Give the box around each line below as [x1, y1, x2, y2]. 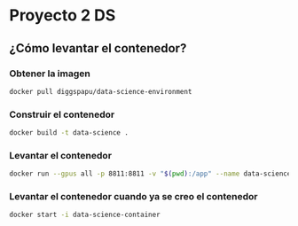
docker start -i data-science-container [9, 210, 161, 220]
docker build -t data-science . [9, 129, 129, 137]
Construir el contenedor [9, 108, 115, 121]
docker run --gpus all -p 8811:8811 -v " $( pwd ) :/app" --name [9, 169, 240, 178]
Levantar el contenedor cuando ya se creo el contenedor [9, 191, 258, 203]
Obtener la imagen [9, 67, 90, 80]
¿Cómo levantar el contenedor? [9, 41, 187, 56]
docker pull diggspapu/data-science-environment [9, 87, 192, 96]
